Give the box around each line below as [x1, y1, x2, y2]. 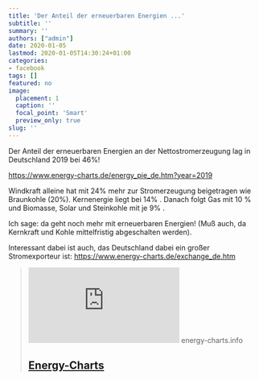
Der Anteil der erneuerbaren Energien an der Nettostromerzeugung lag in [8, 146, 251, 155]
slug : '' [8, 124, 38, 132]
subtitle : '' [8, 19, 52, 27]
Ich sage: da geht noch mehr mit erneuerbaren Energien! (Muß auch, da [8, 218, 247, 228]
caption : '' [15, 101, 56, 109]
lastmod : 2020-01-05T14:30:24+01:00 [8, 49, 131, 57]
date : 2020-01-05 [8, 42, 67, 50]
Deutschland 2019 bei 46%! [8, 155, 101, 164]
